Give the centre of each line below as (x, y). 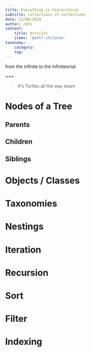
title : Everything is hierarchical (42, 10)
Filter (16, 319)
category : (24, 47)
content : (14, 29)
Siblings (18, 159)
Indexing (24, 342)
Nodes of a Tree (39, 106)
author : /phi (19, 24)
